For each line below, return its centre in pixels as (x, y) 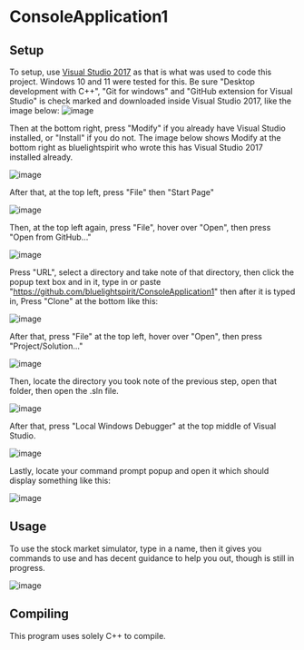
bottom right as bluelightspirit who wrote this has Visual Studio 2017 (136, 148)
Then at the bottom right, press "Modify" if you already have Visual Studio (147, 128)
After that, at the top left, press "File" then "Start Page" (112, 192)
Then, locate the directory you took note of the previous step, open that (143, 381)
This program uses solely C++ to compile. (88, 635)
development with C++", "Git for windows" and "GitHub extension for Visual (151, 91)
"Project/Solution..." (46, 346)
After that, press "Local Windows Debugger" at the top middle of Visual (143, 426)
